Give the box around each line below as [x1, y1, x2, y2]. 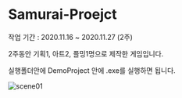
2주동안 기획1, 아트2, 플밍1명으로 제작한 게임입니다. [8, 49, 164, 58]
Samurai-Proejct [8, 5, 117, 24]
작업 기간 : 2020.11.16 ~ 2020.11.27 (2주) [8, 32, 133, 42]
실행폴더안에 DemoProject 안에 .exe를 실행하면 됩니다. [8, 65, 176, 75]
